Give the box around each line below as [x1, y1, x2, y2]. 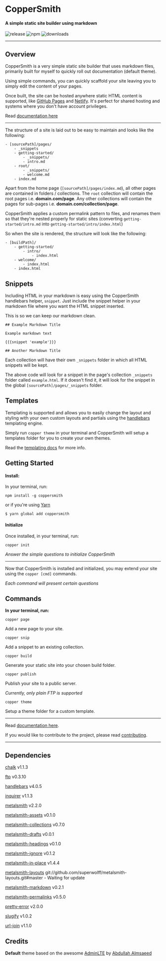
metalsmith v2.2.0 [5, 802, 42, 809]
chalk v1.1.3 [5, 764, 28, 770]
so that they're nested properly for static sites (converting [5, 216, 123, 222]
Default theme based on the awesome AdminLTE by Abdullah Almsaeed [5, 950, 152, 956]
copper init [5, 542, 30, 547]
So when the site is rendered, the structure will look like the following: [5, 231, 147, 237]
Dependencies [5, 751, 51, 759]
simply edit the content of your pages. [5, 83, 83, 89]
